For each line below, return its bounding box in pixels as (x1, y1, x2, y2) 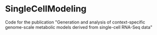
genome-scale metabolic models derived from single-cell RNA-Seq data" (5, 24, 153, 30)
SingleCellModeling (5, 3, 87, 14)
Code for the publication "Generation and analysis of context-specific (5, 19, 145, 25)
